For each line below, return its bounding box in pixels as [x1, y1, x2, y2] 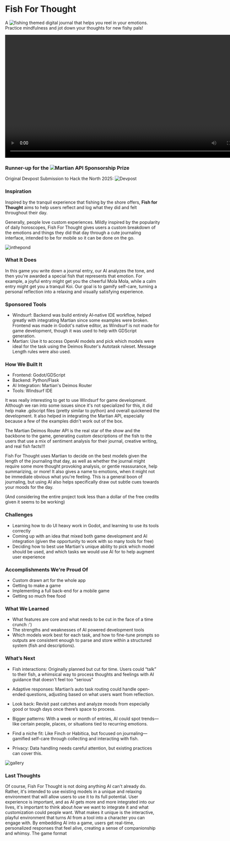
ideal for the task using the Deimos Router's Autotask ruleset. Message [12, 343, 156, 350]
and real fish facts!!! [5, 444, 46, 450]
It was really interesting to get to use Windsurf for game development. [5, 397, 147, 403]
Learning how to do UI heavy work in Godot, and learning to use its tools [12, 522, 159, 528]
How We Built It [5, 361, 43, 368]
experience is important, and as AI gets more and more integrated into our [5, 799, 155, 805]
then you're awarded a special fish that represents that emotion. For [5, 273, 143, 279]
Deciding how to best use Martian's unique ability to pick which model [12, 543, 155, 549]
